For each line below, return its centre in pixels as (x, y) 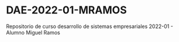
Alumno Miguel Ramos (33, 32)
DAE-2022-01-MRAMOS (66, 10)
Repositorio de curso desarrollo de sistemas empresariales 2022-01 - (90, 26)
